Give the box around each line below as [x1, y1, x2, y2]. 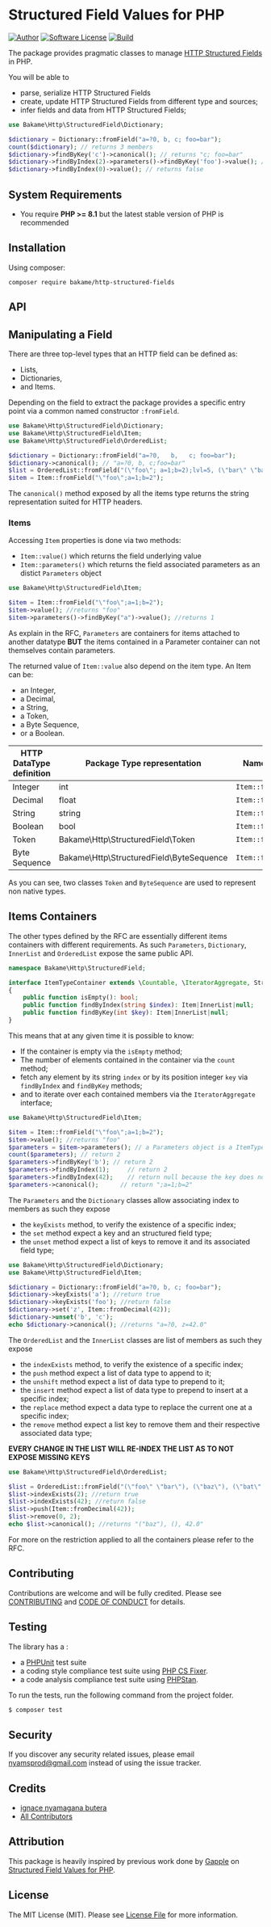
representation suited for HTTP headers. [8, 497, 143, 507]
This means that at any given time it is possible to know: [8, 1030, 194, 1040]
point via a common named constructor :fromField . [8, 406, 180, 416]
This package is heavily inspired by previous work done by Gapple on [8, 1856, 240, 1866]
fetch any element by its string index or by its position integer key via [19, 1072, 248, 1082]
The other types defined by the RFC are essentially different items [8, 931, 227, 940]
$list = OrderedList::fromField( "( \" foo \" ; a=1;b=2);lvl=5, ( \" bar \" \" [8, 466, 258, 474]
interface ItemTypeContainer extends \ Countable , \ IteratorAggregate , [8, 978, 251, 987]
